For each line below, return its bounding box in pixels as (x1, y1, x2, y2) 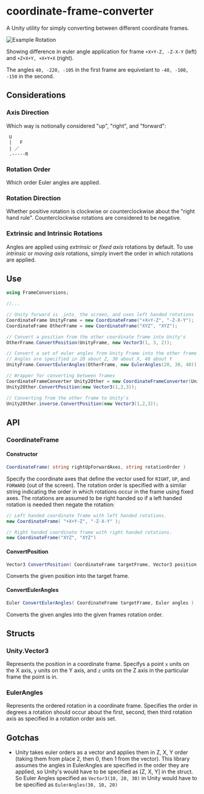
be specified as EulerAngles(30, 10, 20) (15, 781, 118, 789)
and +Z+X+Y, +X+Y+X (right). (6, 54, 74, 61)
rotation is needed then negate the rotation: (6, 501, 115, 508)
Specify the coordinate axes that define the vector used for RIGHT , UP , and (6, 475, 190, 482)
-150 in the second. (6, 72, 55, 80)
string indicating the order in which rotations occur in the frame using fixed (6, 487, 194, 495)
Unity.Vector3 (6, 646, 49, 655)
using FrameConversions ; (6, 290, 69, 296)
